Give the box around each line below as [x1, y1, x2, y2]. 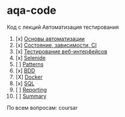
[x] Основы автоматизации [15, 35, 85, 42]
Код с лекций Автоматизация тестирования [7, 23, 119, 31]
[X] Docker [15, 73, 43, 80]
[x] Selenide [15, 54, 46, 61]
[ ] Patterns [15, 61, 44, 68]
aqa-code [7, 4, 56, 17]
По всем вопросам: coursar [7, 104, 78, 111]
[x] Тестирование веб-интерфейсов [15, 47, 108, 55]
